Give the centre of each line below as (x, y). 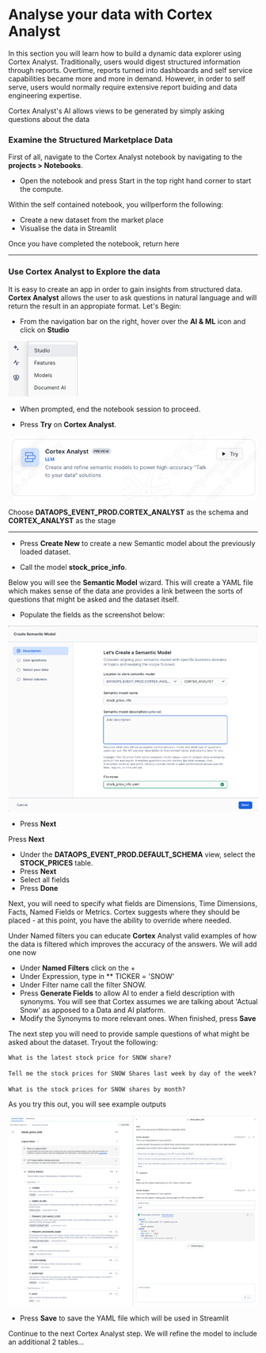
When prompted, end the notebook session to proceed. (110, 409)
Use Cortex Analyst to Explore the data (84, 272)
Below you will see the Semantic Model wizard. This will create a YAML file (131, 583)
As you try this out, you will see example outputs (87, 1104)
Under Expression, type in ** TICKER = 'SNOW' (97, 976)
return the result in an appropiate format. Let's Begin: (95, 306)
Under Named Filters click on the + (78, 968)
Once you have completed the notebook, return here (94, 244)
